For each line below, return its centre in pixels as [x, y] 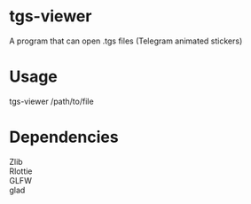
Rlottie [21, 171]
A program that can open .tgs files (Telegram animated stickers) [126, 41]
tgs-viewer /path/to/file [52, 101]
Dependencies [64, 137]
